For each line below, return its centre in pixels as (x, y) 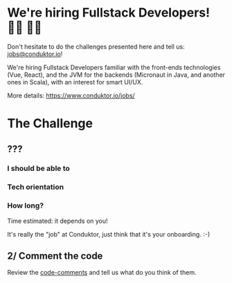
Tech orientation (36, 187)
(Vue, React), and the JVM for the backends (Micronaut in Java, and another (116, 75)
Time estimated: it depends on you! (58, 221)
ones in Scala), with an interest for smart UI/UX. (75, 82)
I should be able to (39, 169)
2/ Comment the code (55, 256)
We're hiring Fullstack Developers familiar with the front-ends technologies (114, 67)
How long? (25, 206)
